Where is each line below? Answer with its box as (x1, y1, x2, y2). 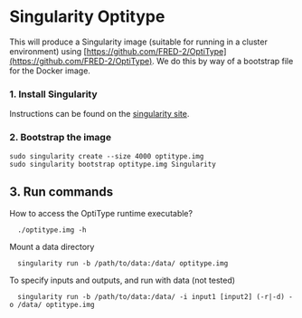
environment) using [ (9, 45, 88, 56)
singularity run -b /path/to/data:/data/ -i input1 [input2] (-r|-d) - (17, 293, 294, 302)
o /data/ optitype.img (9, 301, 95, 310)
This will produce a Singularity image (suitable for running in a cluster (9, 36, 269, 47)
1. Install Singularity (9, 88, 98, 101)
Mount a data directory (9, 242, 95, 253)
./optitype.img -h (17, 226, 88, 235)
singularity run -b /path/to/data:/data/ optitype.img (17, 259, 229, 268)
